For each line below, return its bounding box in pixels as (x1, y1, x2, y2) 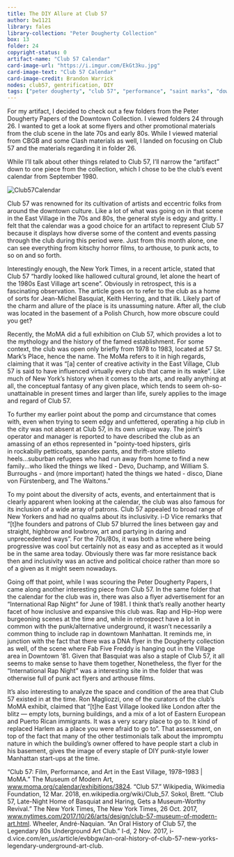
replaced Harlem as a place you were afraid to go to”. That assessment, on (7, 725, 221, 733)
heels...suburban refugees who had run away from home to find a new (7, 454, 210, 463)
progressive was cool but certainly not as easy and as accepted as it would (7, 542, 224, 550)
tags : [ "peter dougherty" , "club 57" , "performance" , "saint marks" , (7, 88, 214, 95)
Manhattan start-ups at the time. (7, 754, 100, 763)
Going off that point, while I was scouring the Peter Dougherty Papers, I (7, 578, 212, 586)
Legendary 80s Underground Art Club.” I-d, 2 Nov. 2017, (7, 827, 169, 835)
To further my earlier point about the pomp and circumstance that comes (7, 410, 217, 419)
